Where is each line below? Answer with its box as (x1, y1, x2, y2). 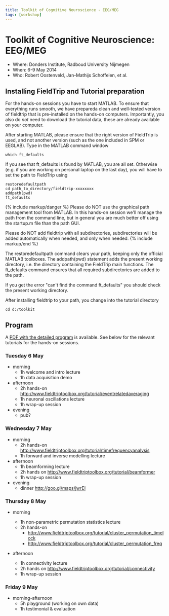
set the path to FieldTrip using (5, 172, 68, 178)
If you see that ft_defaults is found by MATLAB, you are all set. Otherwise (5, 161, 158, 167)
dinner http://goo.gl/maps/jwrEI (20, 485, 86, 491)
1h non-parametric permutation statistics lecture (20, 519, 121, 525)
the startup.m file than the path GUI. (5, 220, 80, 226)
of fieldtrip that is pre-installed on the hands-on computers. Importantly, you (5, 111, 164, 117)
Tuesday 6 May (5, 352, 44, 359)
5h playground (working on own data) (20, 600, 99, 606)
